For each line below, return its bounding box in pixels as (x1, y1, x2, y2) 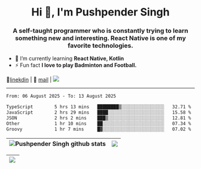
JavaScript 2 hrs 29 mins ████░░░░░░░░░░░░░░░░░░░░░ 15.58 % (6, 109, 191, 115)
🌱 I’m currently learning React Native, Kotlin (14, 55, 124, 62)
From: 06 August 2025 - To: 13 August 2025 (6, 93, 117, 99)
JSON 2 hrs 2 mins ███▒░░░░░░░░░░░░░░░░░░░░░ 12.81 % (6, 115, 191, 121)
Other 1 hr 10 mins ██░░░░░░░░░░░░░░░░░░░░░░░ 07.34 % (6, 120, 191, 127)
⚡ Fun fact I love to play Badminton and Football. (14, 62, 137, 69)
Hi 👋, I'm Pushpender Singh (31, 5, 170, 19)
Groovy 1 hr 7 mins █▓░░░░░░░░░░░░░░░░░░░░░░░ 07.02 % (6, 126, 191, 132)
